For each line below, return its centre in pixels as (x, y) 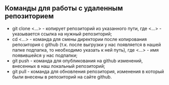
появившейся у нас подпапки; (45, 55)
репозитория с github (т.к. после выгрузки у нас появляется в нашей (87, 45)
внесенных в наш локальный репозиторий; (59, 66)
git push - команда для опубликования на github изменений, (77, 61)
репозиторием (29, 16)
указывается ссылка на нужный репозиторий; (62, 34)
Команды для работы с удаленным (64, 8)
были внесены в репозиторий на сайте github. (62, 77)
